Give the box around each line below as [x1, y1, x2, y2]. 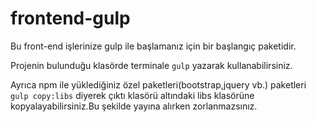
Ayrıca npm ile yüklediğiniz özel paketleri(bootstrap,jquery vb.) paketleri [10, 78, 307, 91]
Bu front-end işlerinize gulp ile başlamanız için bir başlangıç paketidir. [10, 40, 297, 52]
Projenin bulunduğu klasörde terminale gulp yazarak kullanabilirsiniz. [10, 59, 293, 71]
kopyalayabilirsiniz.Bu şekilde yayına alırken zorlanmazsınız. [10, 100, 258, 112]
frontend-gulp [10, 7, 131, 30]
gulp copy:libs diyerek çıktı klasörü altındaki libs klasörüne [10, 89, 255, 101]
